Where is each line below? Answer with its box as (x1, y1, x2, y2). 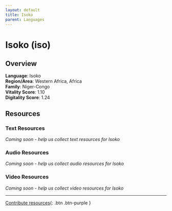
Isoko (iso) (5, 39, 51, 51)
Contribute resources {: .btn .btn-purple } (5, 200, 91, 206)
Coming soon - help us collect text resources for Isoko (5, 136, 120, 143)
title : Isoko (5, 12, 33, 17)
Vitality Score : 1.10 (5, 89, 45, 95)
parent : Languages (5, 17, 45, 22)
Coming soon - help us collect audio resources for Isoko (5, 160, 124, 167)
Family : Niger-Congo (5, 84, 50, 90)
